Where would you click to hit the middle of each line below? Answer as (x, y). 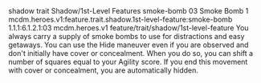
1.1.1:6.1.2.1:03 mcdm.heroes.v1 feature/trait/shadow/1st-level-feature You (128, 28)
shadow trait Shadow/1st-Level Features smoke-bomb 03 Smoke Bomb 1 (128, 11)
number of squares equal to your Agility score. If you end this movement (128, 62)
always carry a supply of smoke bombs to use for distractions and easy (126, 36)
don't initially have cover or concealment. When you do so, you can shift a (131, 53)
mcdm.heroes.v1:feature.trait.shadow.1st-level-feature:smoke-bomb (120, 19)
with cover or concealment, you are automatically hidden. (103, 70)
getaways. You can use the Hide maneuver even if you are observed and (128, 45)
